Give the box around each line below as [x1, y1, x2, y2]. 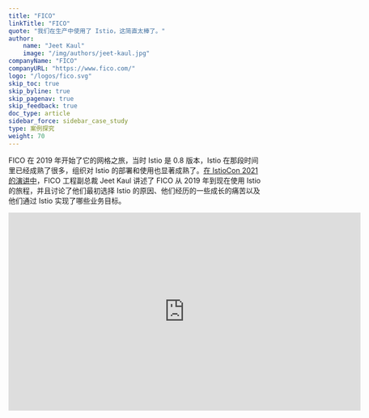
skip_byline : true [8, 87, 70, 95]
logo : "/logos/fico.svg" [8, 72, 92, 80]
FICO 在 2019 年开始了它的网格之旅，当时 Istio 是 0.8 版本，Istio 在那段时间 [8, 155, 259, 165]
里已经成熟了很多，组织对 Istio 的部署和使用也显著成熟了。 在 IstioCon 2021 [8, 165, 259, 175]
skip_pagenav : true [8, 95, 74, 103]
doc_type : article [8, 110, 70, 118]
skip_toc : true [8, 79, 60, 87]
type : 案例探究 [8, 125, 55, 133]
